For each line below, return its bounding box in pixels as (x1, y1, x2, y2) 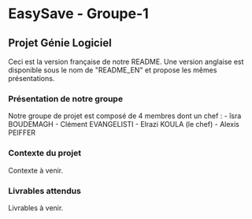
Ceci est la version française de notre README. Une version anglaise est (8, 57, 244, 66)
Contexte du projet (8, 147, 81, 158)
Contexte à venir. (8, 165, 64, 175)
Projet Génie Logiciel (8, 36, 112, 50)
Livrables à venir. (8, 202, 64, 213)
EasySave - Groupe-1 (8, 5, 150, 23)
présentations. (8, 74, 55, 83)
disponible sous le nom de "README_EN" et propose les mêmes (8, 65, 217, 75)
